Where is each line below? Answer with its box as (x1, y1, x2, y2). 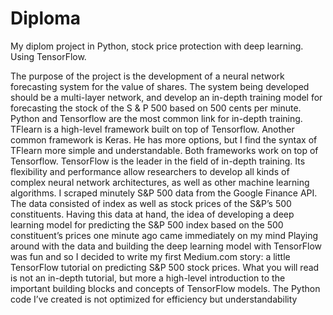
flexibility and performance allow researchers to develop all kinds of (10, 165, 290, 177)
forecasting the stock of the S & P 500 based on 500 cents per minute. (10, 102, 302, 114)
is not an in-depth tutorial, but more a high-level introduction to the (10, 272, 286, 284)
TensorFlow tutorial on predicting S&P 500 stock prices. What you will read (10, 261, 320, 273)
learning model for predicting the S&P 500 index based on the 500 (10, 218, 284, 231)
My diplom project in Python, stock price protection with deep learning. (10, 40, 304, 52)
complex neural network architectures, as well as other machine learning (10, 176, 310, 188)
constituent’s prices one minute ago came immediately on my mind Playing (10, 229, 319, 241)
